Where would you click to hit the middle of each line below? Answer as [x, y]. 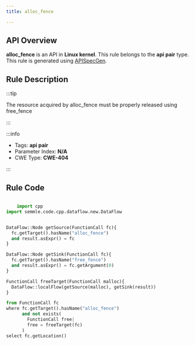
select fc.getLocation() [36, 336]
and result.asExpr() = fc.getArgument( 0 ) [63, 266]
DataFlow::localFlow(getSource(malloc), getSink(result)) [84, 287]
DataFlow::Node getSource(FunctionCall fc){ [61, 227]
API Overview [32, 41]
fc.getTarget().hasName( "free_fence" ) [59, 260]
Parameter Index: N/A [41, 152]
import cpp [30, 206]
